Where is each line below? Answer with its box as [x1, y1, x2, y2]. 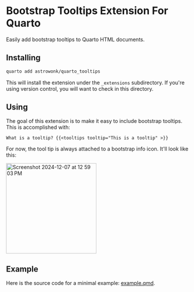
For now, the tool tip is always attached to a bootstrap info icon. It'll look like [6, 145, 189, 153]
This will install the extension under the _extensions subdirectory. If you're [6, 79, 185, 86]
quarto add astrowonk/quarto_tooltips [6, 68, 101, 74]
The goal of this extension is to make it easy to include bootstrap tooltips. [6, 118, 183, 125]
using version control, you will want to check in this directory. [6, 85, 154, 92]
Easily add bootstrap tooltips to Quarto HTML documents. [6, 36, 145, 43]
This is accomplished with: [6, 124, 70, 131]
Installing [6, 53, 41, 63]
